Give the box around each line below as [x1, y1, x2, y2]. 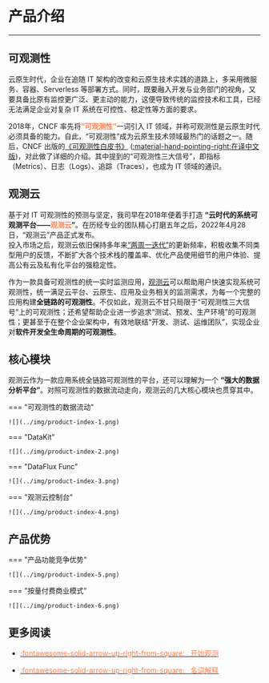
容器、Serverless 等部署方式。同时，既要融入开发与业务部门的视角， [22, 84, 250, 94]
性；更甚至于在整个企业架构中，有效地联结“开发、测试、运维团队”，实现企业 [8, 317, 260, 327]
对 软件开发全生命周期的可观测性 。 [8, 327, 121, 336]
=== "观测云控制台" [8, 492, 74, 502]
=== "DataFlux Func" [8, 462, 78, 472]
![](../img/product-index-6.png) [8, 602, 120, 610]
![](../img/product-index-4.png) [8, 508, 120, 516]
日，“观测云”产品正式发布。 [8, 230, 99, 239]
